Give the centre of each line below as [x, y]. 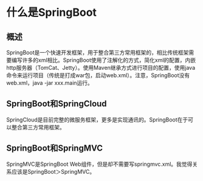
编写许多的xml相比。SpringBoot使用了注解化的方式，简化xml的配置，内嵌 [104, 60]
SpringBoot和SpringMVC [55, 149]
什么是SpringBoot [52, 12]
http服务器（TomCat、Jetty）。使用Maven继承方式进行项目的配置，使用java [101, 68]
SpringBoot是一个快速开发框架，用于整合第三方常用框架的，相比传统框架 [98, 53]
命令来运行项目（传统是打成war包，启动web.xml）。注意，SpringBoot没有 [98, 75]
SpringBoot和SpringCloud [57, 104]
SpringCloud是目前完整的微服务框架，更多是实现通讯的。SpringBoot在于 [97, 120]
